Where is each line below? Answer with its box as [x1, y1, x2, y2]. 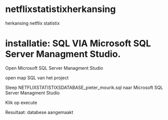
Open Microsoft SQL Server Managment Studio [5, 65, 103, 71]
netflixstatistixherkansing [5, 4, 116, 15]
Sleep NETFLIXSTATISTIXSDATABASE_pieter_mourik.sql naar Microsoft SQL [5, 84, 163, 90]
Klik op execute [5, 99, 37, 105]
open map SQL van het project [5, 74, 69, 81]
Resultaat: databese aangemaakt [5, 109, 74, 115]
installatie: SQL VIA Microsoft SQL [5, 38, 151, 49]
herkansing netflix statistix [5, 20, 60, 26]
